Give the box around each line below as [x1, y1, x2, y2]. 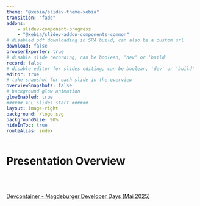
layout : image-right [6, 105, 59, 112]
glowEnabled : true [6, 94, 53, 100]
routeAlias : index [6, 128, 53, 134]
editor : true [6, 71, 40, 77]
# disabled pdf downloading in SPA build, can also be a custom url [6, 37, 184, 43]
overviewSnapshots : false [6, 83, 72, 89]
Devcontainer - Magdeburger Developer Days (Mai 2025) [6, 193, 151, 200]
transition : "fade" [6, 15, 56, 21]
